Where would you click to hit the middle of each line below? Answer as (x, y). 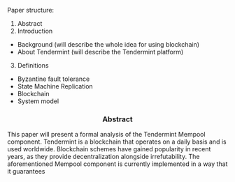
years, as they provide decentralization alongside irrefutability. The (104, 157)
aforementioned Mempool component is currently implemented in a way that (117, 164)
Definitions (33, 65)
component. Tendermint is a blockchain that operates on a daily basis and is (117, 142)
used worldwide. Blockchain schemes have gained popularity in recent (109, 149)
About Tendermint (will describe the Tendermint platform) (100, 52)
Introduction (35, 31)
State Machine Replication (55, 86)
